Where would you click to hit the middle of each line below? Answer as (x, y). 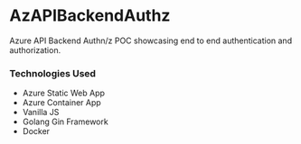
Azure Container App (61, 103)
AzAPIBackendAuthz (90, 16)
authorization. (35, 49)
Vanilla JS (41, 112)
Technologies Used (53, 73)
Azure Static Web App (64, 93)
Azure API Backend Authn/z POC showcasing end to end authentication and (150, 40)
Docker (36, 131)
